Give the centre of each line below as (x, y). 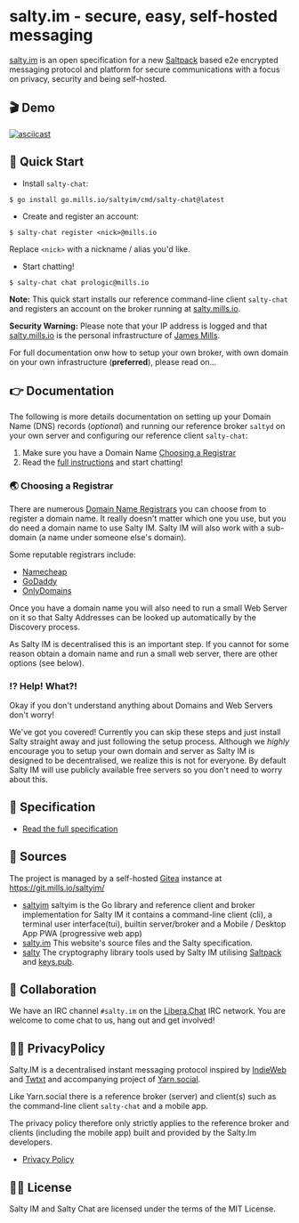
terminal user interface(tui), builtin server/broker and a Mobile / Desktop (154, 924)
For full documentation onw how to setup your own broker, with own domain (149, 352)
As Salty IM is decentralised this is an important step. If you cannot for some (149, 644)
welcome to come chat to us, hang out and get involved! (112, 1020)
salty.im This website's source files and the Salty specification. (137, 943)
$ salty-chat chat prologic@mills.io (79, 282)
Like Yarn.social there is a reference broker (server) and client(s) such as (143, 1097)
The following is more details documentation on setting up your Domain (140, 417)
